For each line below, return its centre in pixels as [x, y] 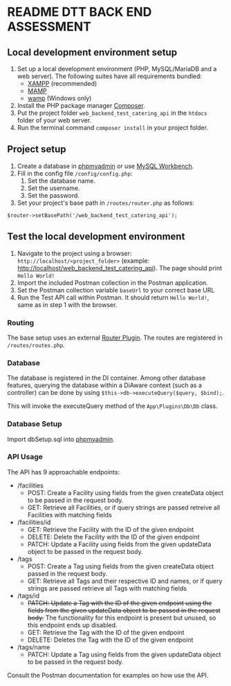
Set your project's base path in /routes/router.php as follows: [106, 203]
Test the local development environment [96, 237]
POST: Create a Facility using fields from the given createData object [125, 492]
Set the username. [54, 188]
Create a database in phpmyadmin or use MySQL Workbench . [105, 166]
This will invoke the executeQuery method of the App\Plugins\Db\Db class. [112, 406]
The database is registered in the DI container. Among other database [107, 378]
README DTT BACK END [80, 12]
